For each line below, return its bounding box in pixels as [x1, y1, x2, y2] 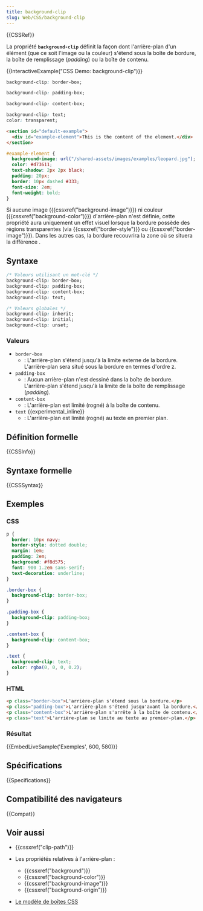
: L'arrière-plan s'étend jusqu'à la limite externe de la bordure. [24, 357, 178, 364]
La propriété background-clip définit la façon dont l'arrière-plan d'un [6, 43, 176, 50]
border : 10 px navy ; [11, 536, 61, 543]
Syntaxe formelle [6, 465, 72, 476]
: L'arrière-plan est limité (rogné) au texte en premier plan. [24, 415, 169, 422]
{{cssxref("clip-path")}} [14, 844, 74, 851]
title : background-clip [6, 8, 66, 15]
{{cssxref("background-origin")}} [24, 886, 108, 893]
